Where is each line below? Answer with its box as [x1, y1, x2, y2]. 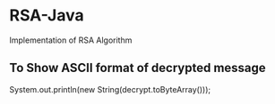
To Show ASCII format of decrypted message [9, 60, 266, 76]
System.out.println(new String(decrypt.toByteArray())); [9, 84, 211, 94]
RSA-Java [9, 5, 84, 26]
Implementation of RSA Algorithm [9, 35, 133, 45]
